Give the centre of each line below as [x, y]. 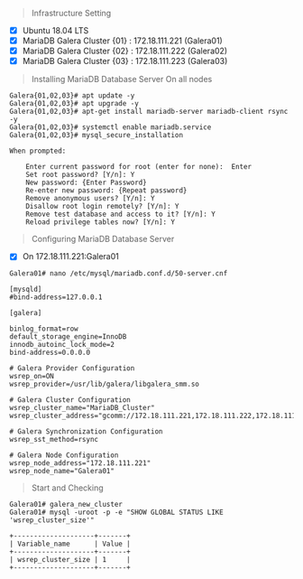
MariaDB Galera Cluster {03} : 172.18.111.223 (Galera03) [125, 61]
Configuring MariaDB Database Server [103, 239]
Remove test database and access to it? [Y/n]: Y [121, 215]
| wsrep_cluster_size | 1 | [70, 560]
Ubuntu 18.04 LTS [55, 30]
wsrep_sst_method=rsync [54, 440]
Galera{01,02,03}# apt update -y [72, 96]
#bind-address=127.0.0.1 [56, 297]
